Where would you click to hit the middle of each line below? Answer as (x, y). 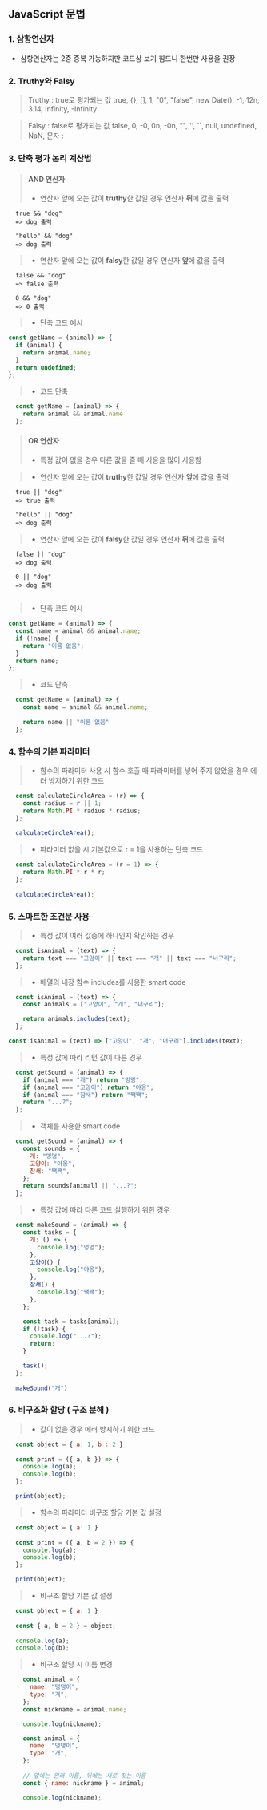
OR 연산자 (44, 440)
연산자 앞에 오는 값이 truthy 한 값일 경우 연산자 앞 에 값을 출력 (134, 477)
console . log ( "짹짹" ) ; (71, 1292)
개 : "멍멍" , (47, 1156)
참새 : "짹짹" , (50, 1171)
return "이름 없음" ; (54, 646)
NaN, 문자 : (46, 136)
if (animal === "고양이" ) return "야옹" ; (88, 1087)
